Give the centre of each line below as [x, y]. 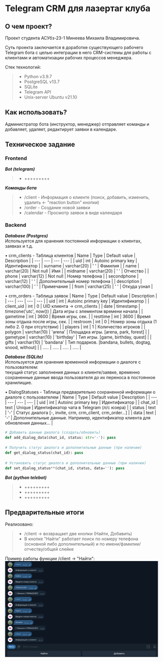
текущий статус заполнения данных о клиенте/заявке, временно [73, 372]
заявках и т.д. [19, 246]
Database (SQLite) [24, 357]
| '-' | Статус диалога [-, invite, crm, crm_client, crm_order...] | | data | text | [81, 413]
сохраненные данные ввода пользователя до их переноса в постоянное [80, 377]
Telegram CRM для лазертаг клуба [78, 8]
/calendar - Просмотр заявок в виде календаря [73, 213]
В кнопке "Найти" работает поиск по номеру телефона [81, 539]
